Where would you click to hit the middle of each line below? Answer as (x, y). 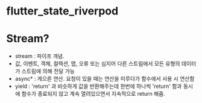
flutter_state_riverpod (62, 11)
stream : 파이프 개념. (39, 56)
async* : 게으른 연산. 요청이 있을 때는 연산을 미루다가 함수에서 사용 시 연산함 (105, 79)
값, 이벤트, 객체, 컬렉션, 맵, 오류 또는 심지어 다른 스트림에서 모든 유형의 (97, 64)
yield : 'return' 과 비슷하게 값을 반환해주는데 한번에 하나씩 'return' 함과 (98, 86)
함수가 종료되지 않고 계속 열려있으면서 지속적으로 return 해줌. (93, 94)
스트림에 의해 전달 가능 (48, 71)
